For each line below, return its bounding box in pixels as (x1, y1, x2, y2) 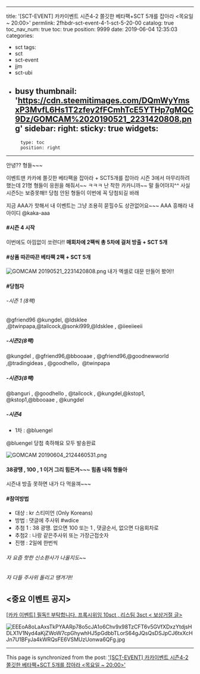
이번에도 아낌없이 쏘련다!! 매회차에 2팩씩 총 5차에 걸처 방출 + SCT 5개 (6, 238, 168, 246)
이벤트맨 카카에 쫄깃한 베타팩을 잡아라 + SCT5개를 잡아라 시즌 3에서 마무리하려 (6, 174, 190, 181)
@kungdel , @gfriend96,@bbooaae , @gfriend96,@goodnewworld (6, 352, 169, 359)
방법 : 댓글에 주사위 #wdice (14, 517, 79, 524)
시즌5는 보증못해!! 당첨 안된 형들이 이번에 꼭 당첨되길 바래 (6, 189, 139, 196)
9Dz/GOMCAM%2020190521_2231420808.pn (14, 114, 192, 124)
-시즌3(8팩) (6, 374, 34, 381)
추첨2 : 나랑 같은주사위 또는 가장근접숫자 (14, 532, 109, 539)
